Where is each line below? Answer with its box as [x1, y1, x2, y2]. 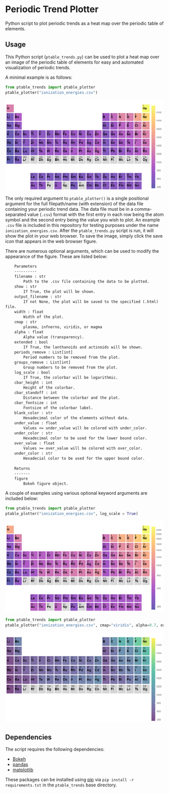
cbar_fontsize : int [14, 400, 57, 405]
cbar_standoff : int [14, 390, 57, 395]
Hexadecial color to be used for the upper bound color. [23, 456, 145, 461]
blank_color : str [14, 410, 53, 415]
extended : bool [14, 340, 49, 345]
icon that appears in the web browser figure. [5, 239, 98, 245]
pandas [12, 762, 29, 768]
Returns [14, 466, 30, 471]
